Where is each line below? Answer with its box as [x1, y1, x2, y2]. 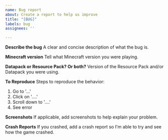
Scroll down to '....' [12, 99, 51, 105]
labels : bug [5, 21, 30, 27]
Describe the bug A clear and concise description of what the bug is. [5, 44, 149, 50]
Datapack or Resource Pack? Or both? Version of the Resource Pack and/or [5, 64, 164, 70]
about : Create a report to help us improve [5, 12, 98, 17]
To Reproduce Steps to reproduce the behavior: [5, 79, 105, 85]
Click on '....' [12, 94, 38, 100]
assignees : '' [5, 26, 35, 31]
